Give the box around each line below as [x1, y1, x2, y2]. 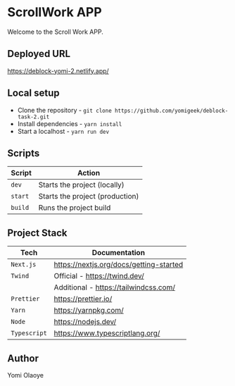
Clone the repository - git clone [17, 106, 113, 114]
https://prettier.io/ [53, 294, 113, 304]
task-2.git [17, 113, 50, 120]
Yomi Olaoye [7, 371, 44, 379]
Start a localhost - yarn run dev [17, 127, 110, 135]
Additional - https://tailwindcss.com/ [53, 282, 176, 292]
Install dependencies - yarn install [17, 119, 122, 127]
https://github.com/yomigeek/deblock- [115, 107, 229, 114]
